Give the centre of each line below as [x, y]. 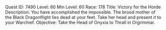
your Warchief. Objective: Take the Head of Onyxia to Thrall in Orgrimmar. [80, 22]
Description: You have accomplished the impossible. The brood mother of [81, 12]
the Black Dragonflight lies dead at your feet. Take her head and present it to [83, 17]
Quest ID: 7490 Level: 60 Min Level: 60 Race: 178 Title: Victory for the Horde [83, 7]
